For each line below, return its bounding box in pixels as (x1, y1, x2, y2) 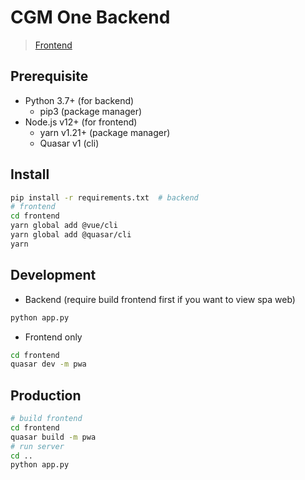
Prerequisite (10, 68, 89, 85)
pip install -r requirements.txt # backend (10, 192, 199, 203)
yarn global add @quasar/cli (10, 230, 132, 240)
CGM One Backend (10, 6, 171, 29)
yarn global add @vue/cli (10, 221, 118, 231)
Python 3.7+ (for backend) (24, 94, 135, 106)
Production (10, 387, 82, 404)
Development (10, 267, 97, 284)
